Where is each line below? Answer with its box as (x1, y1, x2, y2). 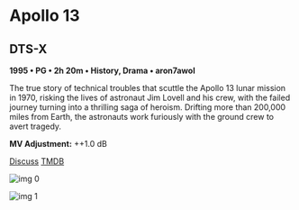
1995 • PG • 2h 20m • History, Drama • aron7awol (9, 65, 195, 76)
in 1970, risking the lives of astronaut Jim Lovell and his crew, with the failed (9, 92, 291, 103)
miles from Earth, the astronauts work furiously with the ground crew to (9, 112, 275, 122)
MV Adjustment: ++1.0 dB (9, 139, 108, 149)
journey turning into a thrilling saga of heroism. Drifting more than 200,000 (9, 102, 286, 113)
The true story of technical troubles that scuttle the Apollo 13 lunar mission (9, 83, 286, 93)
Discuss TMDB (9, 156, 65, 167)
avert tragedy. (9, 121, 61, 132)
